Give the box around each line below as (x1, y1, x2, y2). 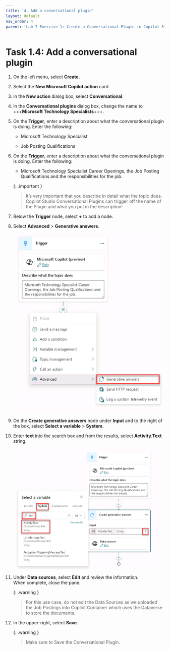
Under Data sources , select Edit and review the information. (13, 574, 139, 580)
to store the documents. (25, 610, 76, 616)
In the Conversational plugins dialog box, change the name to (13, 103, 143, 109)
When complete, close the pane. (13, 580, 81, 586)
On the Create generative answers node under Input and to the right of (13, 418, 163, 424)
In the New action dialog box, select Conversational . (13, 93, 124, 99)
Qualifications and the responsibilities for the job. (20, 173, 123, 180)
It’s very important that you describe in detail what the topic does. (25, 193, 162, 199)
